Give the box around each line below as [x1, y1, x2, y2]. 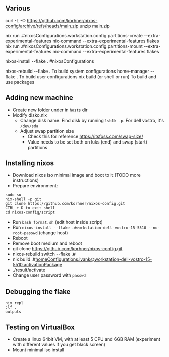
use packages [5, 79, 35, 85]
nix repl [5, 301, 24, 306]
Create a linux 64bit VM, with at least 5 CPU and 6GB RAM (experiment [12, 336, 160, 342]
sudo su [5, 192, 22, 198]
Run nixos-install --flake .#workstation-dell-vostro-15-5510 [12, 224, 147, 231]
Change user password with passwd [12, 272, 86, 278]
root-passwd [12, 231, 38, 236]
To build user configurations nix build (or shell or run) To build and [19, 73, 156, 80]
